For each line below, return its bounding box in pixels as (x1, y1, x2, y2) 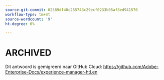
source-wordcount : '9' (5, 16, 53, 21)
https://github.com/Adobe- (103, 63, 159, 70)
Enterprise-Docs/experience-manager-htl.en (5, 69, 98, 75)
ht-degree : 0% (5, 21, 35, 26)
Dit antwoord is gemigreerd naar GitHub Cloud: (5, 63, 102, 70)
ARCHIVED (5, 47, 52, 58)
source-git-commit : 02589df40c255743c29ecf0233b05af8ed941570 (5, 7, 138, 12)
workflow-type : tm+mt (5, 12, 51, 17)
